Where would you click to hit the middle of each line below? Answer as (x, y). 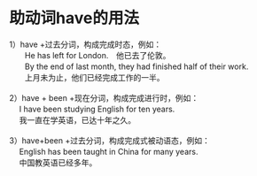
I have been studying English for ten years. (97, 109)
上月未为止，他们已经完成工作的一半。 (94, 77)
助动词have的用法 (74, 18)
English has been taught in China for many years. (109, 151)
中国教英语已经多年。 (58, 162)
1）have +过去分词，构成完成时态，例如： (86, 44)
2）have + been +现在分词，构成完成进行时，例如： (104, 97)
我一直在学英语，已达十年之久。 (77, 119)
